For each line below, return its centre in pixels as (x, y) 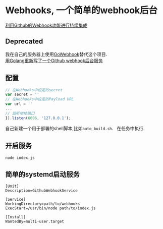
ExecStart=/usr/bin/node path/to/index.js (50, 208)
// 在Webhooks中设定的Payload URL (40, 99)
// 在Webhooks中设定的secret (34, 90)
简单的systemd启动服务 (42, 174)
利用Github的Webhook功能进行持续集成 (46, 25)
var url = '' (19, 104)
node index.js (20, 158)
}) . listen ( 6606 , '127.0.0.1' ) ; (38, 118)
